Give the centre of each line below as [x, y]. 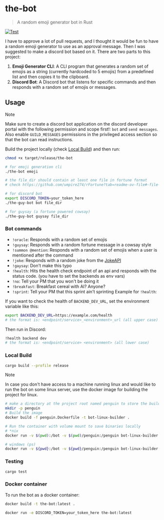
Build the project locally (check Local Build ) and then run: [63, 149]
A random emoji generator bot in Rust [55, 22]
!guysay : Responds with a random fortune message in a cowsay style [82, 245]
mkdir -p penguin [23, 408]
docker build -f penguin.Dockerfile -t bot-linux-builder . [68, 417]
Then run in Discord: [26, 329]
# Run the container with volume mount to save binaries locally [73, 426]
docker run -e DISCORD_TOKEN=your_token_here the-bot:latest [69, 513]
